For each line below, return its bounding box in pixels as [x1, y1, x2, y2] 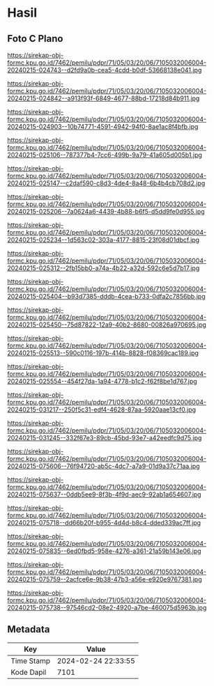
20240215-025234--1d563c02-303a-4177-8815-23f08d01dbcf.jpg [7, 235, 200, 244]
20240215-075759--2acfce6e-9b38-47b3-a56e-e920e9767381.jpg [7, 575, 202, 583]
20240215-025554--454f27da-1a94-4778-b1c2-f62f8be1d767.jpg [7, 377, 197, 385]
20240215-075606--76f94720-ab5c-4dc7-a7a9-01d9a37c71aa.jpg [7, 462, 200, 470]
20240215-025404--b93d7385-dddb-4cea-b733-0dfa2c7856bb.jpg [7, 293, 206, 300]
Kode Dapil [10, 667, 47, 677]
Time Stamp [10, 656, 51, 666]
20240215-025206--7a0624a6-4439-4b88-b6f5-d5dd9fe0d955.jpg [7, 208, 205, 215]
